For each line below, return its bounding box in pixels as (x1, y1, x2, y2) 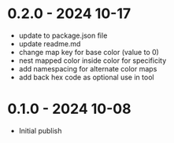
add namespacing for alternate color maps (18, 64, 157, 73)
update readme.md (18, 38, 81, 48)
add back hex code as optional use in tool (18, 72, 154, 82)
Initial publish (18, 126, 62, 135)
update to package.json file (18, 31, 108, 40)
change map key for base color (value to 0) (18, 47, 159, 57)
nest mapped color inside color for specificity (18, 56, 167, 65)
